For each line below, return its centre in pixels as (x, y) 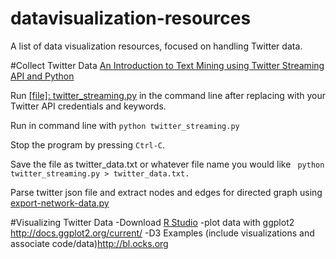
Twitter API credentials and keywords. (88, 106)
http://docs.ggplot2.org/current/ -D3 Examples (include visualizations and (162, 233)
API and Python (42, 76)
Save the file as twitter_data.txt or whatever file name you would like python (167, 164)
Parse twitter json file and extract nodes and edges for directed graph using (166, 192)
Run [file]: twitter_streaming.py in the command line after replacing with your (168, 95)
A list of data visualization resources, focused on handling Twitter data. (156, 46)
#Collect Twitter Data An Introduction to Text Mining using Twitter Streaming (167, 65)
